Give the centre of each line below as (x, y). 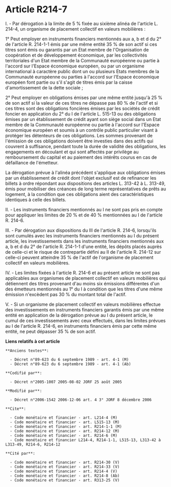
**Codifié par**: (24, 373)
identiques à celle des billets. (36, 200)
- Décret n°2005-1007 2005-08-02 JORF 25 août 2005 (66, 382)
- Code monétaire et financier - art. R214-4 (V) (64, 471)
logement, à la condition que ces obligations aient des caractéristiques (80, 194)
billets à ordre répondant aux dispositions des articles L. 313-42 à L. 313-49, (86, 183)
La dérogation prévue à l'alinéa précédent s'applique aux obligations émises (86, 173)
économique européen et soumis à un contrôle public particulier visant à (81, 130)
